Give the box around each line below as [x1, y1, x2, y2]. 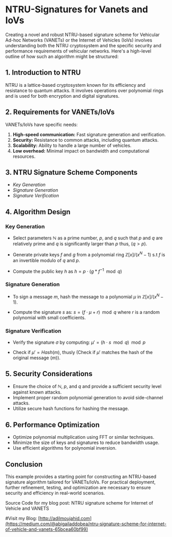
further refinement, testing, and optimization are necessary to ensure [5, 485, 151, 491]
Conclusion [5, 460, 43, 469]
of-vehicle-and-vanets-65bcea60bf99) [5, 526, 89, 532]
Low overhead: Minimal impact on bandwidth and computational [12, 147, 149, 154]
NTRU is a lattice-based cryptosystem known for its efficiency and [5, 82, 146, 88]
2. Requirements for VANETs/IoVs [5, 108, 115, 117]
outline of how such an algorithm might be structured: [5, 53, 119, 60]
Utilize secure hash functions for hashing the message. [12, 405, 130, 412]
